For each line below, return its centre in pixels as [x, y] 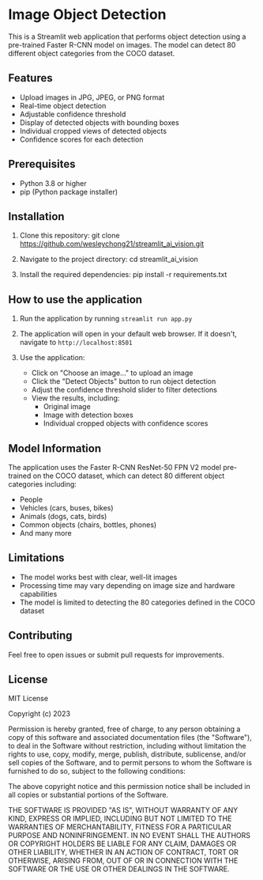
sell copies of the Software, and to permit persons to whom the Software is [130, 763]
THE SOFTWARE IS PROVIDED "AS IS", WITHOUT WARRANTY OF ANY [123, 810]
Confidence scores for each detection [81, 139]
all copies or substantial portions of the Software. [88, 795]
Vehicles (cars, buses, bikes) [66, 508]
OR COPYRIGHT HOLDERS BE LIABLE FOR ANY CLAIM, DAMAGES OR [122, 844]
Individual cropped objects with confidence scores [126, 423]
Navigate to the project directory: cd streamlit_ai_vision [109, 260]
